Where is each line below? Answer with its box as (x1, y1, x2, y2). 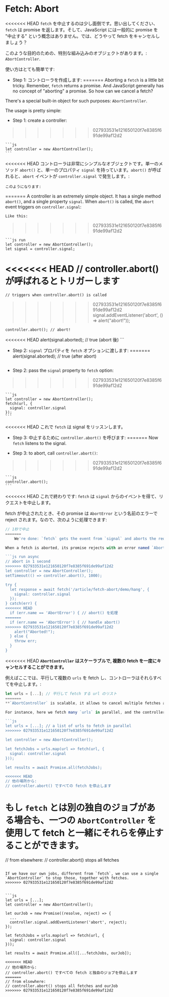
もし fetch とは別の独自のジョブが (5, 802, 147, 814)
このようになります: (5, 184, 42, 189)
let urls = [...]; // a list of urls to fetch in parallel (5, 723, 132, 729)
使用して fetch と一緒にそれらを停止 (5, 827, 155, 839)
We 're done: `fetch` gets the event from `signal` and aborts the (14, 536, 156, 541)
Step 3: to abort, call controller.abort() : (12, 450, 98, 456)
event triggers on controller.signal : (5, 204, 82, 210)
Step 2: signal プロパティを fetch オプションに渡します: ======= (12, 347, 150, 354)
